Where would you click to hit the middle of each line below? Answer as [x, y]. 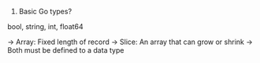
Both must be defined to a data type [66, 50]
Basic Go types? [45, 11]
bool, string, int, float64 [45, 26]
